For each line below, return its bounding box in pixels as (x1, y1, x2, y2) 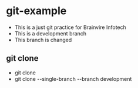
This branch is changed (14, 36, 72, 43)
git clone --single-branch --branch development (14, 75, 132, 82)
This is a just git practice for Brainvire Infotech (14, 24, 126, 31)
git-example (6, 4, 67, 18)
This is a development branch (14, 30, 87, 37)
